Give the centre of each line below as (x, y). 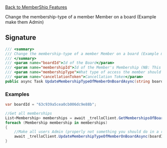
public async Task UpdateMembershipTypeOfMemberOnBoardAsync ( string (78, 81)
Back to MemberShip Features (36, 7)
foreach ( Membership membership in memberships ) (56, 123)
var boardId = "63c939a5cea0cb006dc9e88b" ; (51, 105)
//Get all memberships (29, 113)
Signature (21, 37)
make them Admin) (25, 22)
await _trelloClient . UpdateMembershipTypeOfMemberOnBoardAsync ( (82, 137)
